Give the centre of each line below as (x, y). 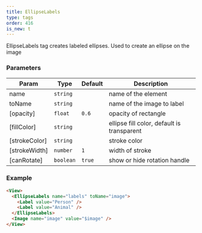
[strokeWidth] (29, 150)
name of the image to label (146, 103)
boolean (65, 160)
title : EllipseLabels (33, 12)
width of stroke (130, 150)
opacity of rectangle (137, 113)
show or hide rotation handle (149, 160)
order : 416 (20, 23)
